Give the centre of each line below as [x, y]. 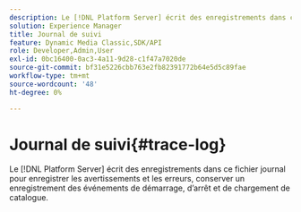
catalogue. [29, 198]
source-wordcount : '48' [54, 84]
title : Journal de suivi [56, 34]
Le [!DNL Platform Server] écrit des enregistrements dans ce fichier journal [148, 169]
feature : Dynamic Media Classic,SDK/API [86, 42]
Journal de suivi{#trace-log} [118, 144]
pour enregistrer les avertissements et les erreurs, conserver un [127, 179]
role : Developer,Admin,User [62, 51]
